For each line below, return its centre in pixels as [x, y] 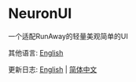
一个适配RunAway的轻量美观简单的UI [68, 36]
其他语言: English [36, 52]
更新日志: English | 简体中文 [53, 69]
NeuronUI [40, 14]
